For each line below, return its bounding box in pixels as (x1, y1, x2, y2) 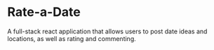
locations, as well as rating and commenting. (7, 34, 136, 42)
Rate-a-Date (7, 4, 81, 20)
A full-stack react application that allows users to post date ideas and (7, 27, 208, 35)
